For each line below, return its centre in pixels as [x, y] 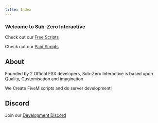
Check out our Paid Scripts [32, 46]
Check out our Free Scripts [32, 37]
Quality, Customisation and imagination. [45, 79]
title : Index [18, 9]
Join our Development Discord [36, 115]
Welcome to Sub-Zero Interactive [45, 26]
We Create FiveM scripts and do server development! [59, 88]
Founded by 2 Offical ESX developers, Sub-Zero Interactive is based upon [79, 73]
